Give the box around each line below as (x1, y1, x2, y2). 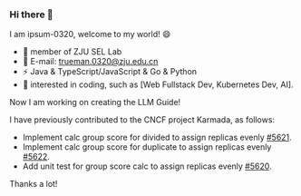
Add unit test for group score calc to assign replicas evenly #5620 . (22, 161, 272, 171)
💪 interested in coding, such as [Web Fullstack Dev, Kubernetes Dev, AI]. (22, 79, 294, 90)
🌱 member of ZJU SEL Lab (22, 46, 122, 57)
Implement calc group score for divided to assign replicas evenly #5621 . (22, 132, 292, 143)
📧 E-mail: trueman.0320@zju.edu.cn (22, 56, 159, 67)
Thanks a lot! (9, 179, 58, 190)
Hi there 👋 (9, 8, 54, 21)
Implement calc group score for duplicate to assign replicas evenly (22, 142, 272, 152)
